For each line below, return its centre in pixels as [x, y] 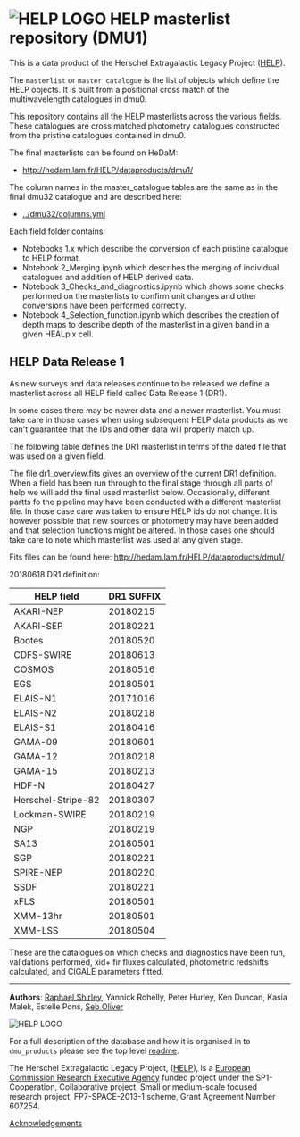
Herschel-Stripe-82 [57, 800]
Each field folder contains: [57, 231]
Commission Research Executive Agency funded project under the [132, 1077]
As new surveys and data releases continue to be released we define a [139, 383]
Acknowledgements [46, 1123]
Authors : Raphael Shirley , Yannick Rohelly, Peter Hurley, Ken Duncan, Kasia [149, 997]
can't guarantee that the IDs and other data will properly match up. [132, 429]
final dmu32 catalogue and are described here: [96, 196]
